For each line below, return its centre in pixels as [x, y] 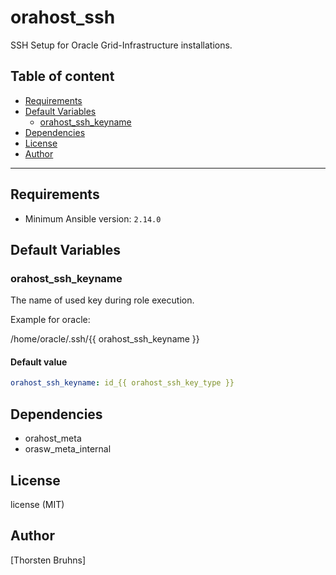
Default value [39, 362]
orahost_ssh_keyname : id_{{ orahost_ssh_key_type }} [122, 383]
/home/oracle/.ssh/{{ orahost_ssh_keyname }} [105, 339]
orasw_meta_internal [68, 449]
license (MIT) [37, 504]
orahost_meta [53, 438]
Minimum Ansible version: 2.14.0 [93, 218]
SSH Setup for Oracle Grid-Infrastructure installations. [121, 45]
